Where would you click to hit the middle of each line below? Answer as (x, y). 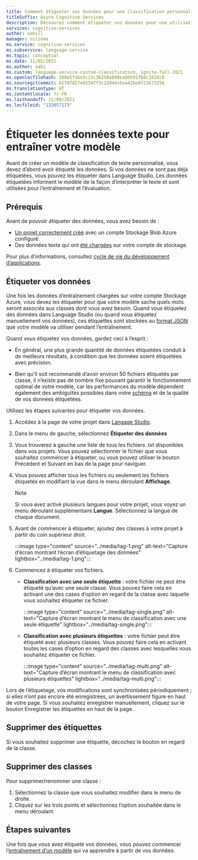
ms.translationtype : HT (35, 89)
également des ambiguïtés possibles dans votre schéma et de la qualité (102, 393)
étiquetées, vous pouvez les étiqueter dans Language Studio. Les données (97, 176)
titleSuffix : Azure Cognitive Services (55, 17)
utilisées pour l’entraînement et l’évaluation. (59, 188)
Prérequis (24, 207)
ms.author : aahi (26, 66)
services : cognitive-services (43, 28)
